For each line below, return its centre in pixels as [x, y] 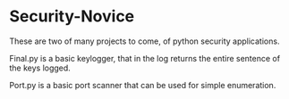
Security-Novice [72, 16]
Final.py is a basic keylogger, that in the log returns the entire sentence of [144, 58]
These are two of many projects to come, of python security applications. [144, 41]
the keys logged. [40, 68]
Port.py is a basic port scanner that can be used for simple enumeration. [143, 85]
